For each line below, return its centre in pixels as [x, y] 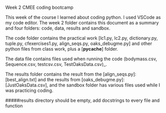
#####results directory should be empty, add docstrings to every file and [82, 100]
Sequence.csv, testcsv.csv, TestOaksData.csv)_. [56, 64]
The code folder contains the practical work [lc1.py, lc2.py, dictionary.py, [82, 38]
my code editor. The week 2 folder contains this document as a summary [82, 23]
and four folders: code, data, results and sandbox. [58, 28]
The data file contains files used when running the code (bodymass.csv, [81, 59]
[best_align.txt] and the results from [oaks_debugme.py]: [65, 80]
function [14, 106]
